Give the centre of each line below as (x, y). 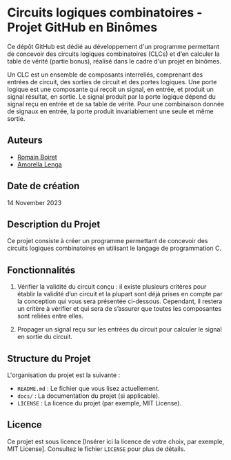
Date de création (43, 186)
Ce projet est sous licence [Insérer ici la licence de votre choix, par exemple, (116, 441)
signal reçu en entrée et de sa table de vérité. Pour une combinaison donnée (116, 104)
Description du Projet (54, 224)
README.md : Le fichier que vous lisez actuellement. (88, 389)
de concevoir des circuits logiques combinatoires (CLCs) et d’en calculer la (113, 54)
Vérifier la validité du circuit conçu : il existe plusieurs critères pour (112, 287)
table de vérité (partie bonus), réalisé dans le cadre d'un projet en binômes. (114, 61)
